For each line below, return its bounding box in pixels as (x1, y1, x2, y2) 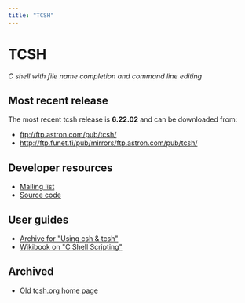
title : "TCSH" (8, 11, 55, 20)
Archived (8, 265, 54, 279)
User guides (8, 213, 69, 226)
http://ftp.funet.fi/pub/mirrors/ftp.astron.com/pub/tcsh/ (19, 138, 198, 148)
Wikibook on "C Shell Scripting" (19, 243, 123, 251)
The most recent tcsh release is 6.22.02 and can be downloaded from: (8, 115, 238, 124)
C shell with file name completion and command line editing (8, 71, 203, 81)
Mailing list (19, 182, 55, 192)
